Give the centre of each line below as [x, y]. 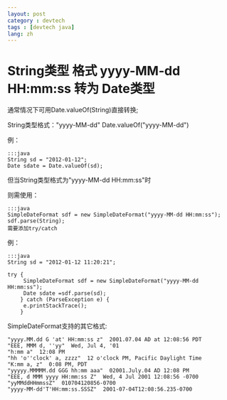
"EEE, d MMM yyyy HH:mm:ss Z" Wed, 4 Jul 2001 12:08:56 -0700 [103, 377]
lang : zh [20, 34]
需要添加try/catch [32, 229]
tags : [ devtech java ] [41, 27]
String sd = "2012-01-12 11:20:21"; [62, 263]
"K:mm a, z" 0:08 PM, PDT [47, 364]
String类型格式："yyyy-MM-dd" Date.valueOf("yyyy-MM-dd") [98, 125]
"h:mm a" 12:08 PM [36, 352]
